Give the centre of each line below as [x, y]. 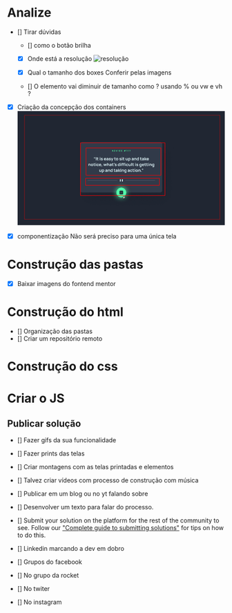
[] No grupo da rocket [48, 576]
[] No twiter [33, 589]
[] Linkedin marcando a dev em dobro [70, 549]
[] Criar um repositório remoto [60, 339]
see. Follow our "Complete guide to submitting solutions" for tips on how [120, 528]
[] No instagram [39, 602]
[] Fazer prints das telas [51, 453]
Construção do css [63, 367]
